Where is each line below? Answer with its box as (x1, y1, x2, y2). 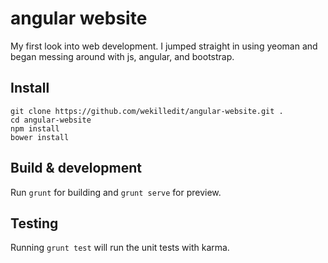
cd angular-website (10, 115, 92, 125)
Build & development (10, 160, 142, 177)
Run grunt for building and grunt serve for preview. (10, 186, 222, 198)
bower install (10, 132, 70, 142)
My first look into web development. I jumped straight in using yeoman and (10, 40, 318, 52)
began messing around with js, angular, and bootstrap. (10, 50, 235, 62)
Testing (10, 215, 59, 232)
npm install (10, 123, 60, 134)
